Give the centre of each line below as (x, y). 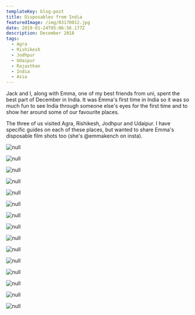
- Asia (19, 77)
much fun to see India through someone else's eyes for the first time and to (97, 106)
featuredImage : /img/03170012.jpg (48, 22)
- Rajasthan (26, 66)
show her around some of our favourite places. (63, 112)
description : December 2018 (40, 33)
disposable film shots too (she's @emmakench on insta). (74, 136)
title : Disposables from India (44, 17)
